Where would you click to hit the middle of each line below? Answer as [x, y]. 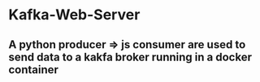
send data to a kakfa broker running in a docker [130, 57]
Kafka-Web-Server [74, 15]
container [34, 70]
